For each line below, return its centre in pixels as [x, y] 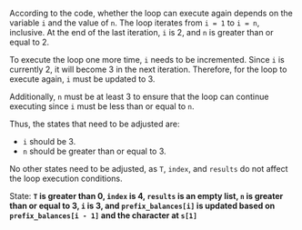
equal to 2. [30, 42]
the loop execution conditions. [66, 178]
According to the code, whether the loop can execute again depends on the [151, 13]
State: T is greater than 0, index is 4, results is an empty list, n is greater [146, 196]
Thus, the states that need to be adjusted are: [95, 124]
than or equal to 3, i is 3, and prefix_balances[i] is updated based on [142, 205]
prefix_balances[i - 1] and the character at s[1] [103, 215]
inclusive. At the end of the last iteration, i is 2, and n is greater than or [142, 32]
